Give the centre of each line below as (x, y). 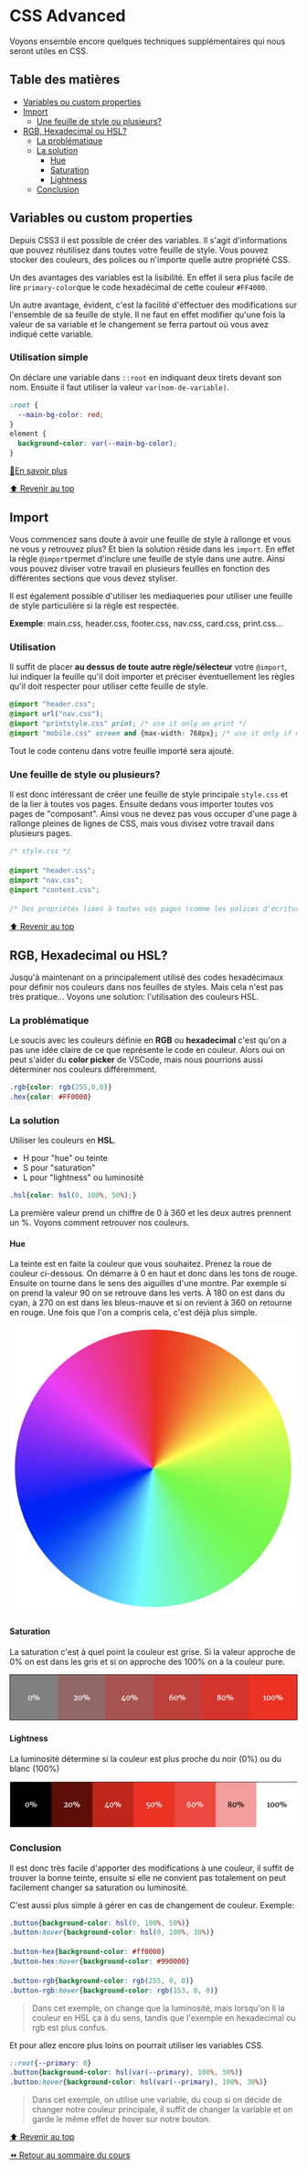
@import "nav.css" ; (47, 880)
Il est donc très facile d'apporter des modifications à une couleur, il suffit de (152, 1868)
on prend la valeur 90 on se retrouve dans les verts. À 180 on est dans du (148, 1293)
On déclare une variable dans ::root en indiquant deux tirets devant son (145, 377)
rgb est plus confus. (69, 2027)
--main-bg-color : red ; (61, 414)
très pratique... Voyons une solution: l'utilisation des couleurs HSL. (134, 996)
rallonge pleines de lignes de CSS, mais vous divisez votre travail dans (142, 823)
